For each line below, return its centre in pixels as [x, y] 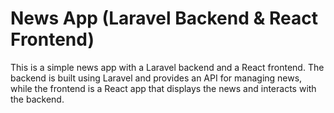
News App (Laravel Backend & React [164, 18]
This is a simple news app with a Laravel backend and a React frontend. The [167, 67]
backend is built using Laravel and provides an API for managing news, [156, 78]
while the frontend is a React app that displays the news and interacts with [163, 88]
